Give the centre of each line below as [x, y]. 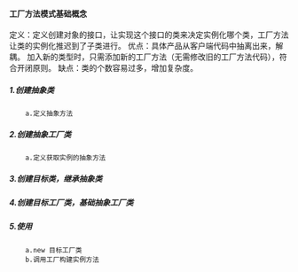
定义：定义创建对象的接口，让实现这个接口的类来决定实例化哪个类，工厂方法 [149, 35]
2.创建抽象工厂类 [40, 134]
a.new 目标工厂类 [54, 250]
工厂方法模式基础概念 [48, 13]
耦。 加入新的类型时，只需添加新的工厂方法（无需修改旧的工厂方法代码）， [144, 57]
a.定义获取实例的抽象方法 [66, 158]
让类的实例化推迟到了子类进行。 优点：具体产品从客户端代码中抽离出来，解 [146, 46]
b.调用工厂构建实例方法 [62, 260]
